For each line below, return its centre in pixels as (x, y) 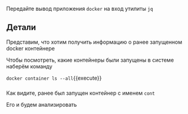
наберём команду (29, 66)
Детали (21, 27)
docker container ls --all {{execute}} (54, 78)
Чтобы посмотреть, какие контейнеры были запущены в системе (90, 60)
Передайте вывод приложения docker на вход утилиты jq (80, 9)
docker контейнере (31, 48)
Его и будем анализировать (42, 104)
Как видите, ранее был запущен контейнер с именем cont (81, 93)
